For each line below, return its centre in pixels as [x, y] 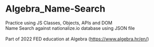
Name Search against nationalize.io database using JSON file [70, 28]
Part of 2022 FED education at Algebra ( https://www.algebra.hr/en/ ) [77, 39]
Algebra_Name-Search [55, 9]
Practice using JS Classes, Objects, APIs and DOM [59, 23]
